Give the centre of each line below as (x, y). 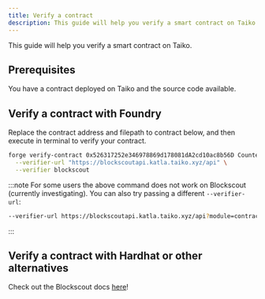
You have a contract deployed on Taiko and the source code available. (122, 89)
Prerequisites (42, 70)
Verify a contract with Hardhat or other (105, 256)
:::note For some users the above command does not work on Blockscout (127, 185)
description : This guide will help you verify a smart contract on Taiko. (134, 23)
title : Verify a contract (50, 15)
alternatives (39, 268)
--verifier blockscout (52, 170)
